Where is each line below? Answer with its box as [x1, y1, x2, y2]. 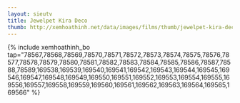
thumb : [7, 23, 27, 31]
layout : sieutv [7, 10, 53, 18]
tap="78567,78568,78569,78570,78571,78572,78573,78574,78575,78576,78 [7, 50, 230, 59]
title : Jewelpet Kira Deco [7, 17, 88, 24]
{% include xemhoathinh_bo [7, 43, 91, 52]
